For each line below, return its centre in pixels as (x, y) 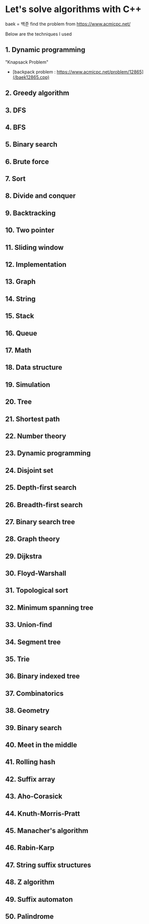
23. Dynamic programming (48, 453)
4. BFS (16, 127)
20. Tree (18, 402)
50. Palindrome (29, 916)
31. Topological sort (37, 591)
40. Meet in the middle (41, 745)
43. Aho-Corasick (34, 797)
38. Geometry (27, 711)
